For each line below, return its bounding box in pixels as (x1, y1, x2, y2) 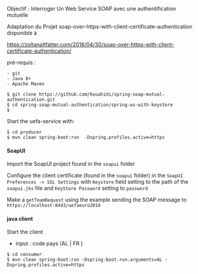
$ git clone (7, 92, 36, 98)
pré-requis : (7, 59, 36, 66)
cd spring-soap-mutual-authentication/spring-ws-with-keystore (12, 102, 173, 108)
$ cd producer (7, 129, 42, 135)
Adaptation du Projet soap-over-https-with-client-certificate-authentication (7, 23, 193, 30)
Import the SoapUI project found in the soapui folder (7, 160, 135, 168)
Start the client (7, 229, 44, 236)
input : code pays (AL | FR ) (15, 240, 83, 247)
